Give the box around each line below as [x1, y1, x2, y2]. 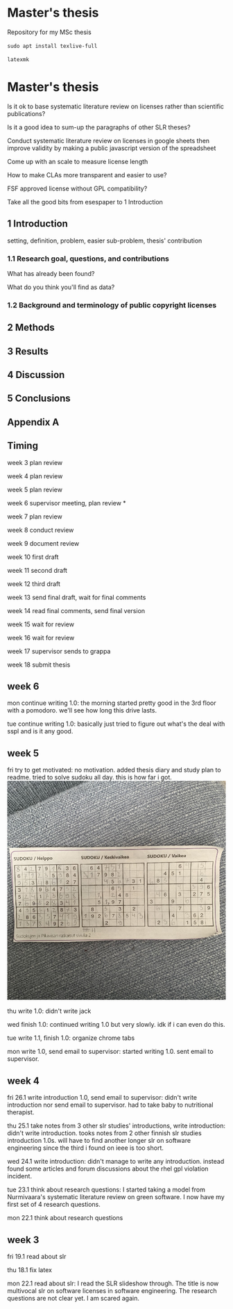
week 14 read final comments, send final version [7, 606, 146, 615]
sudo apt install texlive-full [7, 42, 98, 49]
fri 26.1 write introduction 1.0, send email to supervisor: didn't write [7, 1093, 198, 1102]
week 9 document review [7, 539, 80, 547]
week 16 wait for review [7, 633, 75, 642]
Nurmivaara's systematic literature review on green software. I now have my [7, 1193, 225, 1201]
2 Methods [7, 322, 55, 334]
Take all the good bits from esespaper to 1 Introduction [7, 197, 163, 206]
